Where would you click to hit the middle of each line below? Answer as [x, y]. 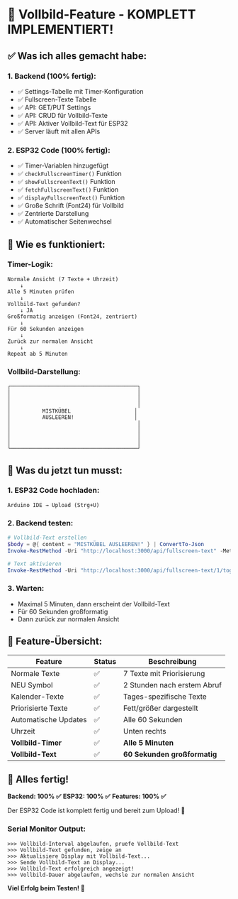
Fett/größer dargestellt [160, 708]
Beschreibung [172, 661]
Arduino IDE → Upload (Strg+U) [53, 505]
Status [105, 661]
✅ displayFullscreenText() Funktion [71, 197]
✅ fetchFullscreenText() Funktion [68, 190]
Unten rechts [144, 731]
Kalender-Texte [38, 697]
